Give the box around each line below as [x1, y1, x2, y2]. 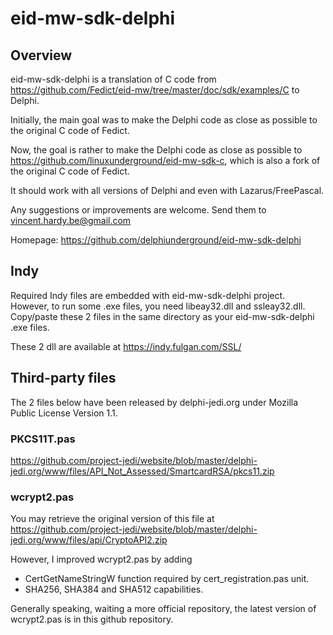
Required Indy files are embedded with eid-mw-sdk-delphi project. [10, 289, 286, 301]
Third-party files [10, 370, 117, 387]
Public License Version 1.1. [10, 407, 118, 419]
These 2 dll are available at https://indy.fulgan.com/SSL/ [10, 340, 242, 352]
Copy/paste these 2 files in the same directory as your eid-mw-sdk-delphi [10, 310, 315, 322]
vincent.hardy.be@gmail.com [10, 215, 132, 226]
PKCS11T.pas [10, 432, 76, 446]
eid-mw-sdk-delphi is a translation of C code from [10, 73, 217, 85]
